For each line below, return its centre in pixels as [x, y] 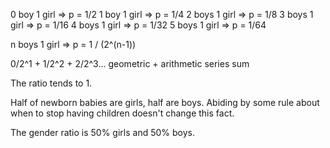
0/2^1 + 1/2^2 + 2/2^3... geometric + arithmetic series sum [130, 63]
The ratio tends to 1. [51, 83]
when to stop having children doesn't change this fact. [122, 113]
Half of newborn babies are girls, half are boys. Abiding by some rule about [165, 102]
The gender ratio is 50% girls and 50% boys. [102, 132]
